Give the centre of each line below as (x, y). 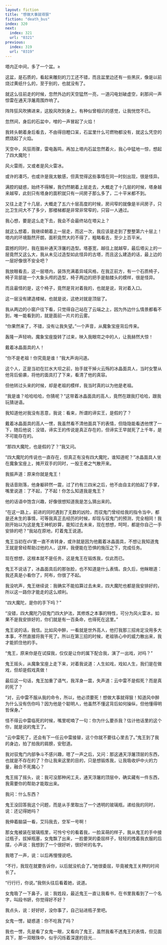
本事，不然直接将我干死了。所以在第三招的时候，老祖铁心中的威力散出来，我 (83, 636)
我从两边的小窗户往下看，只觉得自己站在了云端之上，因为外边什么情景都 (79, 309)
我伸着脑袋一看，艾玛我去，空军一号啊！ (46, 821)
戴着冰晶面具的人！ (25, 347)
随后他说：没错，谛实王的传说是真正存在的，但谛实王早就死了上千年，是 (88, 429)
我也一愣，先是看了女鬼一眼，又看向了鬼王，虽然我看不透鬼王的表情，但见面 (83, 931)
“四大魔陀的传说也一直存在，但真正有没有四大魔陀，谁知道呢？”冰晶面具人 (81, 457)
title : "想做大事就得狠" (28, 14)
